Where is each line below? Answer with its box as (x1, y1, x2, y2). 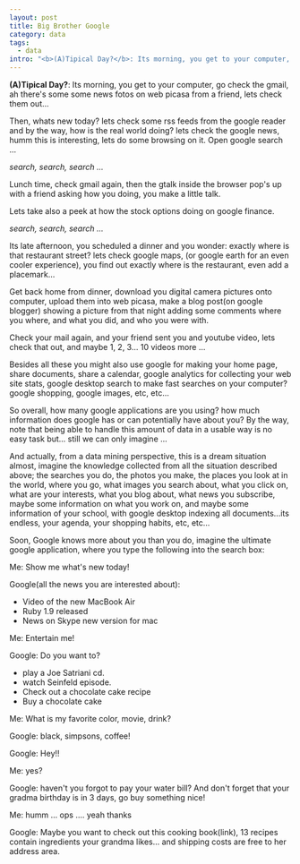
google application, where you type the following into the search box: (9, 544, 265, 555)
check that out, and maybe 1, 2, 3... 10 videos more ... (9, 342, 206, 352)
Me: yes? (9, 766, 43, 775)
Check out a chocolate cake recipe (21, 687, 151, 697)
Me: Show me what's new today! (9, 561, 130, 572)
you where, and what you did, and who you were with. (9, 315, 209, 325)
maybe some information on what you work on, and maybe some (9, 499, 249, 509)
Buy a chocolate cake (21, 696, 103, 706)
